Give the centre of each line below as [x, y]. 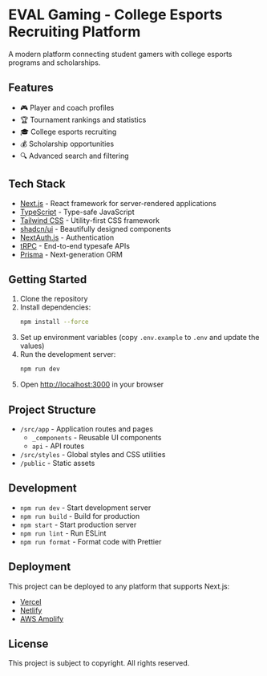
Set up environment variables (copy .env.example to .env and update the [140, 338]
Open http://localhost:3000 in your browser [92, 385]
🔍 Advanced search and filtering [75, 156]
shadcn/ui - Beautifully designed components [95, 229]
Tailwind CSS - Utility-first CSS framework [90, 220]
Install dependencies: [55, 307]
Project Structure [52, 409]
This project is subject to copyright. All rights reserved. [99, 663]
